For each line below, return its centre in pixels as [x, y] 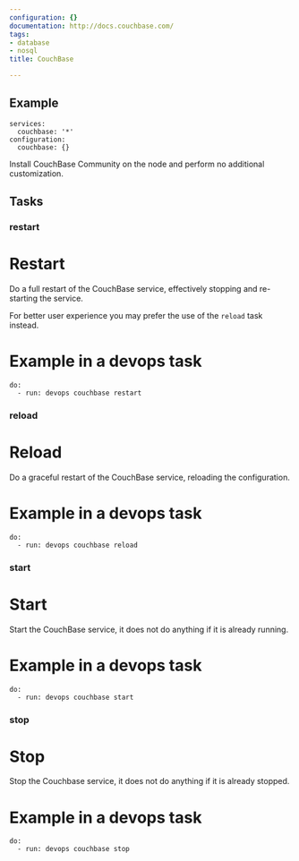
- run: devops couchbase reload [78, 545]
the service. [61, 298]
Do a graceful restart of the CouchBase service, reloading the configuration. [150, 477]
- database [30, 43]
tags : [19, 34]
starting [24, 298]
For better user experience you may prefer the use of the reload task [136, 316]
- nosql [24, 51]
